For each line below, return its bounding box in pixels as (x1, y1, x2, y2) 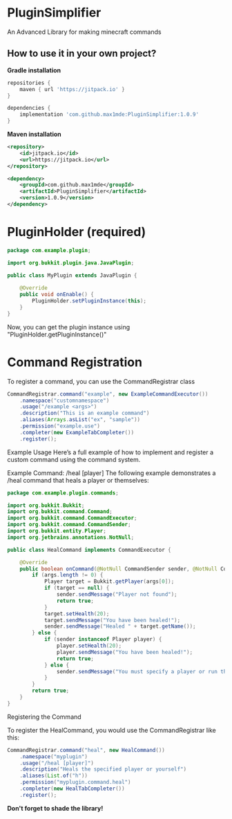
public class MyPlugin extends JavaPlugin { (7, 271, 137, 279)
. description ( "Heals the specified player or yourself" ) (19, 766, 187, 773)
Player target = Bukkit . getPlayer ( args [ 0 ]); (43, 578, 175, 585)
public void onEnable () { (19, 291, 95, 298)
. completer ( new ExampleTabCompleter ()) (19, 429, 135, 436)
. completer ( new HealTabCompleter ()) (19, 785, 126, 792)
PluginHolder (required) (7, 224, 146, 240)
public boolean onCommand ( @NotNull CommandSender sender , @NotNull (19, 565, 217, 572)
